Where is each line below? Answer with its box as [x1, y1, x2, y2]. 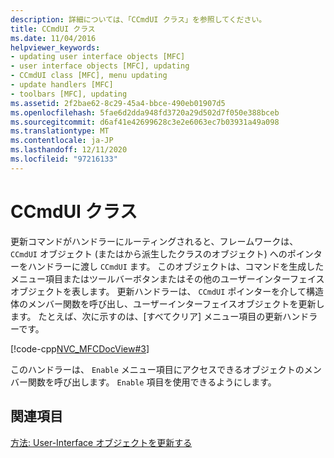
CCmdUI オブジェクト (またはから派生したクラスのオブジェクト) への [10, 247, 288, 260]
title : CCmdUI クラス [10, 24, 96, 34]
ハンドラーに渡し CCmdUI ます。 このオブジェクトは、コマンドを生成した [27, 260, 325, 272]
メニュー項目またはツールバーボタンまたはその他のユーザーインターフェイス [10, 272, 325, 285]
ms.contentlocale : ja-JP [10, 136, 114, 146]
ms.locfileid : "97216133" [10, 154, 118, 164]
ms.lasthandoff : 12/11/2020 [10, 145, 128, 155]
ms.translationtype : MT [10, 126, 110, 136]
